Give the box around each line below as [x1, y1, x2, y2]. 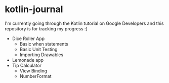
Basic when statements [19, 40, 69, 47]
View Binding [19, 67, 48, 74]
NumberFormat [19, 73, 52, 79]
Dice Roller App [12, 35, 45, 41]
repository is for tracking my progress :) [5, 25, 88, 31]
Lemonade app [12, 57, 44, 63]
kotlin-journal [5, 4, 63, 15]
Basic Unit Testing [19, 46, 58, 52]
